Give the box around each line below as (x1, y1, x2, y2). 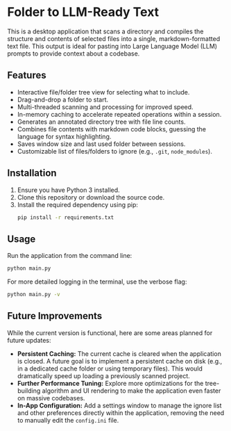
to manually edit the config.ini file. (17, 416, 119, 424)
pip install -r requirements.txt (17, 213, 114, 221)
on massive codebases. (17, 393, 85, 402)
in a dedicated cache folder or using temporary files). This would (17, 364, 203, 373)
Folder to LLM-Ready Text (7, 4, 160, 20)
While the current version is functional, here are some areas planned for (7, 328, 213, 337)
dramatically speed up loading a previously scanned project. (17, 371, 191, 380)
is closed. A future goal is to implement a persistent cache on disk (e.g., (17, 357, 223, 365)
